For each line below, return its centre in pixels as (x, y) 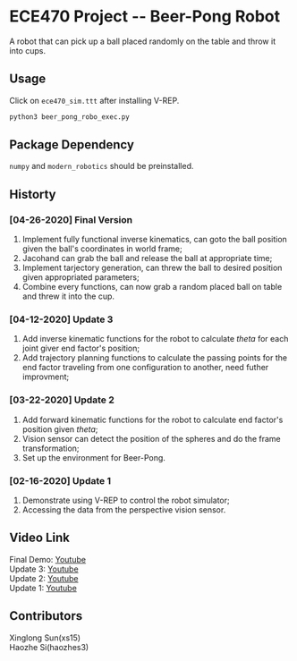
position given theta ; (60, 429)
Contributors (46, 616)
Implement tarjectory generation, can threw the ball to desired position (152, 268)
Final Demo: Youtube (48, 559)
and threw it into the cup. (68, 296)
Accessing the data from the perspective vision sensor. (124, 510)
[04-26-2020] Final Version (71, 219)
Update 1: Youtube (43, 588)
